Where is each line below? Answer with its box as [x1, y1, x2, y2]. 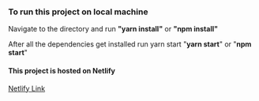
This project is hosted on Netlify [8, 65, 116, 75]
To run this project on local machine [8, 6, 148, 17]
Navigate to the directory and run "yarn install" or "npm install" [8, 24, 219, 34]
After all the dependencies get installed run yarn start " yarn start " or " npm [8, 39, 252, 49]
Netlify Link [8, 84, 46, 93]
